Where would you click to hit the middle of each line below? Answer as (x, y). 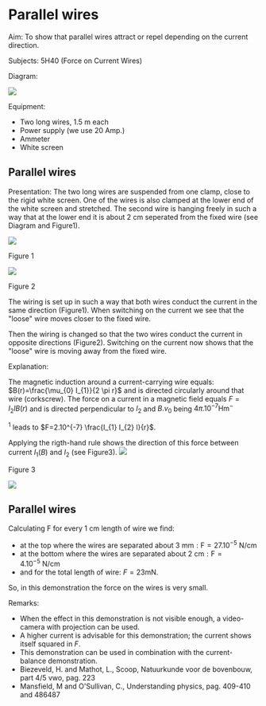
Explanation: (29, 366)
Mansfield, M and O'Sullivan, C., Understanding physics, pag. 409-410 (135, 686)
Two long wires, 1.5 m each (64, 122)
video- (233, 618)
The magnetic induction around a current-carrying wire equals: (111, 382)
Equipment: (27, 106)
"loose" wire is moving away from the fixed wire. (87, 351)
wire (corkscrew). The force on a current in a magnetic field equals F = (124, 398)
